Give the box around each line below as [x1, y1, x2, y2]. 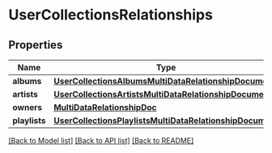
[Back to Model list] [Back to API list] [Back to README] [8, 136, 194, 145]
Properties [8, 38, 63, 52]
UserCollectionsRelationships [8, 6, 213, 24]
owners [12, 102, 43, 113]
